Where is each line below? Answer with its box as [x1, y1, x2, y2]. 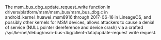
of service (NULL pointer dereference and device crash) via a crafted [5, 25, 143, 30]
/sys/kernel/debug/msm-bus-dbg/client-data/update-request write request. [5, 30, 157, 35]
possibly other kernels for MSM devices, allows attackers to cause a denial [5, 19, 155, 25]
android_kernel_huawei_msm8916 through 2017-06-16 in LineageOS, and [5, 14, 151, 20]
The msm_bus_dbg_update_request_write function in [5, 4, 111, 10]
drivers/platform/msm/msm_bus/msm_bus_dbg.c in [5, 9, 108, 15]
